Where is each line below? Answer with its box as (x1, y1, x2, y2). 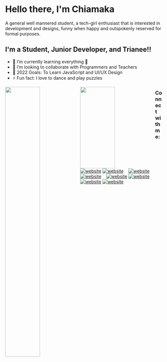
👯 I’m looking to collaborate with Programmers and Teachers (12, 64, 137, 70)
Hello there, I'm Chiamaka (5, 4, 115, 15)
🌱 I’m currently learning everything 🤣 (12, 59, 88, 65)
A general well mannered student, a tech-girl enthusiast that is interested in (5, 20, 160, 26)
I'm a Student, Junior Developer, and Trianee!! (5, 45, 151, 54)
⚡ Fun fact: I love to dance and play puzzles (12, 75, 102, 81)
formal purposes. (5, 31, 41, 37)
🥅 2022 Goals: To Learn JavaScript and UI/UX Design (12, 69, 122, 75)
